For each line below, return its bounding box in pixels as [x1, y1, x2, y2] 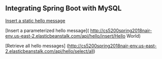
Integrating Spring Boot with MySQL [5, 4, 122, 13]
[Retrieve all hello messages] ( [5, 43, 69, 49]
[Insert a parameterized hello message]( [5, 27, 89, 34]
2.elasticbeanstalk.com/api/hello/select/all [5, 48, 94, 54]
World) [126, 33, 141, 39]
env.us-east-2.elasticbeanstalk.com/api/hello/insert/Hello [5, 33, 126, 39]
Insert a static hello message [5, 17, 66, 23]
